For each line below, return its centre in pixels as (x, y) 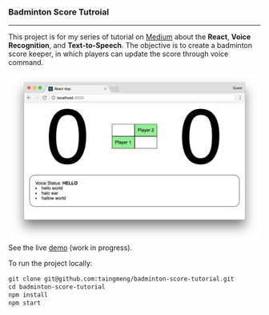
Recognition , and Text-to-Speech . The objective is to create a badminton (130, 46)
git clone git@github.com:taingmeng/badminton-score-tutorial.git (121, 279)
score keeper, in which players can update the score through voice (118, 54)
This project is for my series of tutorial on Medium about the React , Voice (130, 37)
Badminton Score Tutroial (59, 12)
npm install (28, 295)
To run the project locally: (50, 263)
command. (26, 63)
